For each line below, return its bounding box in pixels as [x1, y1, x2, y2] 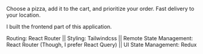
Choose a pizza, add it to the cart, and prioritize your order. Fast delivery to [6, 5, 194, 12]
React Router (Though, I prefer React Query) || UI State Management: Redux [6, 41, 197, 48]
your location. [6, 11, 41, 19]
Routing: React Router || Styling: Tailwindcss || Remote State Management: [6, 35, 193, 41]
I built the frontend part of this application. [6, 23, 112, 30]
